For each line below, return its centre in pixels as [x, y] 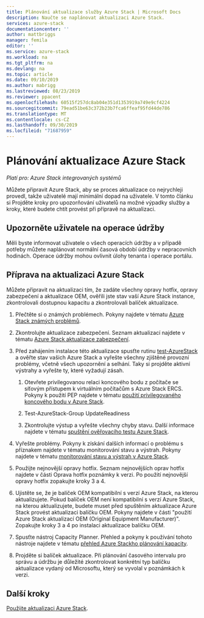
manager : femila [27, 40]
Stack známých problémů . [48, 321]
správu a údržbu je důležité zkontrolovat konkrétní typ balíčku [93, 561]
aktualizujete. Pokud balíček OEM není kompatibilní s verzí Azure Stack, [105, 499]
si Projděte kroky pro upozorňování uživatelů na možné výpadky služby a [98, 202]
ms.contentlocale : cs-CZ [38, 119]
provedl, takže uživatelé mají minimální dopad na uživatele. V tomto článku [100, 196]
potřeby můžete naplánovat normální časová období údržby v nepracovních [101, 249]
